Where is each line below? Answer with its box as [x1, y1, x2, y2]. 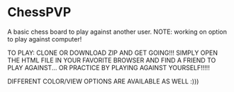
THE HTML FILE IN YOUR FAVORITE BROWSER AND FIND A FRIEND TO [7, 55, 216, 64]
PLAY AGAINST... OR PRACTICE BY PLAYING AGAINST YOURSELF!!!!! [7, 63, 211, 72]
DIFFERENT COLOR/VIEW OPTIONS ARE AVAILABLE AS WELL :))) [7, 77, 199, 85]
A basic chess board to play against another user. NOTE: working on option [7, 27, 228, 36]
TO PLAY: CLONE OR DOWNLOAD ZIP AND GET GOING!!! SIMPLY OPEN [7, 48, 218, 57]
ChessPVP [7, 4, 72, 20]
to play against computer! [7, 34, 82, 43]
